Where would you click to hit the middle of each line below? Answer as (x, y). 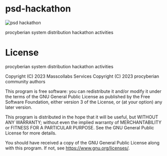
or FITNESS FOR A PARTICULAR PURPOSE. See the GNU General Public (80, 127)
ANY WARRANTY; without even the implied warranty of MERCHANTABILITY (83, 122)
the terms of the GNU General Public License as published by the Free (78, 96)
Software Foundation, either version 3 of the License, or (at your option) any (84, 102)
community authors (25, 81)
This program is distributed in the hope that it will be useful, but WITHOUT (82, 117)
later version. (19, 107)
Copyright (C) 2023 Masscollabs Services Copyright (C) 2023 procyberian (82, 76)
